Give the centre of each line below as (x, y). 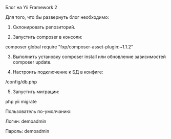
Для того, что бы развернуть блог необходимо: (57, 17)
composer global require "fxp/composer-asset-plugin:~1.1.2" (69, 47)
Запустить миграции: (36, 92)
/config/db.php (21, 82)
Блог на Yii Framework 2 (31, 7)
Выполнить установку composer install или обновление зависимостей (89, 57)
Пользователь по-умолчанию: (38, 111)
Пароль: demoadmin (27, 131)
